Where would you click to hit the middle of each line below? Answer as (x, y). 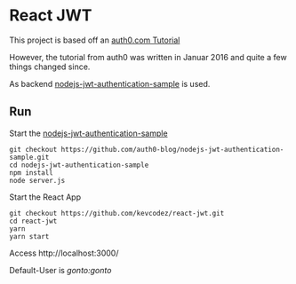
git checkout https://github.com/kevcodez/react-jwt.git (117, 213)
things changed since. (50, 67)
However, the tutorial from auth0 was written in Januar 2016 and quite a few (148, 57)
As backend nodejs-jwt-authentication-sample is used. (110, 83)
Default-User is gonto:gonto (60, 270)
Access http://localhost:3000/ (64, 253)
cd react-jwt (33, 221)
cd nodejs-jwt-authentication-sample (79, 165)
